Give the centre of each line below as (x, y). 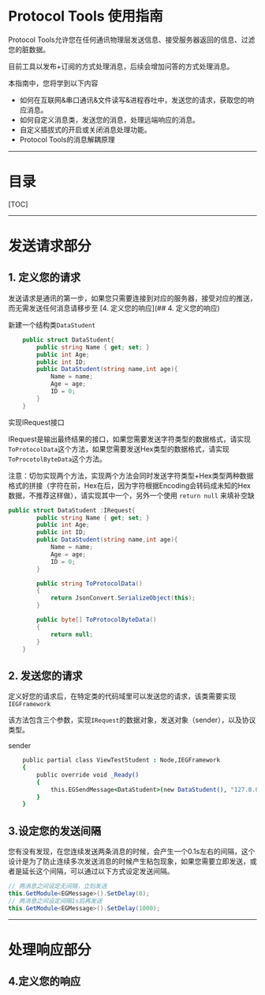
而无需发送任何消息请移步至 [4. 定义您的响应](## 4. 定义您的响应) (114, 308)
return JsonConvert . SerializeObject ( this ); (123, 598)
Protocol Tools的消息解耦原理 (67, 139)
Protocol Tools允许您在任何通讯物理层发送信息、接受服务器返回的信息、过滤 (132, 40)
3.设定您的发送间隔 (55, 831)
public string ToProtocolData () (90, 583)
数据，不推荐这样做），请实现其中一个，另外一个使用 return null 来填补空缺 (131, 495)
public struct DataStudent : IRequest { (72, 510)
